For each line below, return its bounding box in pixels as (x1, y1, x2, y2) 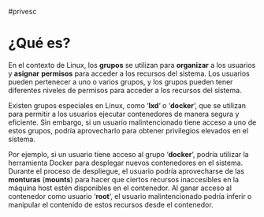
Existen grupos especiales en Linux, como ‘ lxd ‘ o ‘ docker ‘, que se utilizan (8, 100, 247, 110)
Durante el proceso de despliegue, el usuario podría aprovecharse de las (8, 166, 245, 176)
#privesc (8, 7, 37, 16)
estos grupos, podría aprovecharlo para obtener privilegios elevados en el (8, 125, 249, 135)
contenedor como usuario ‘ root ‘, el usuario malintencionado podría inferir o (8, 191, 252, 200)
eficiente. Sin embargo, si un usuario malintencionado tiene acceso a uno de (8, 118, 257, 127)
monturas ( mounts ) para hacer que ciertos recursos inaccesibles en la (8, 174, 239, 184)
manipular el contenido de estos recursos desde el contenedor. (8, 200, 214, 209)
